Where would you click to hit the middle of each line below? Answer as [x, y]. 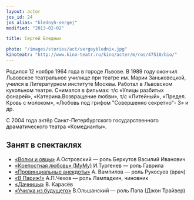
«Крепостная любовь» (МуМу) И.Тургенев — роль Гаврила [89, 165]
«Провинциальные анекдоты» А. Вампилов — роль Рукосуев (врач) [100, 172]
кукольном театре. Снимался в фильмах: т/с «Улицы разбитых [85, 90]
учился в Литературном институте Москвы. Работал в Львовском [89, 84]
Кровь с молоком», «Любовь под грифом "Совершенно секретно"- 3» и [97, 102]
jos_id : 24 [19, 17]
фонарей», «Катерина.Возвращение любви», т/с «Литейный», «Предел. [96, 96]
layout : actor [24, 11]
